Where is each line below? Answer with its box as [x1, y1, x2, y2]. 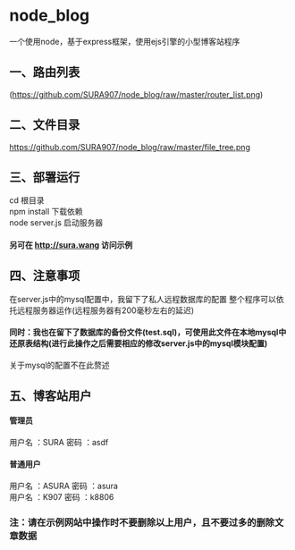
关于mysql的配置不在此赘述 [9, 360, 110, 370]
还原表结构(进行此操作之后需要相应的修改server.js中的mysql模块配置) [9, 338, 268, 349]
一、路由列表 [9, 64, 80, 80]
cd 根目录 [9, 195, 45, 206]
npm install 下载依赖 [9, 207, 83, 217]
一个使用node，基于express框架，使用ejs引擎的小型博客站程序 [9, 36, 240, 47]
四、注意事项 [9, 268, 80, 283]
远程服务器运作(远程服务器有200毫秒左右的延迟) [16, 305, 195, 316]
